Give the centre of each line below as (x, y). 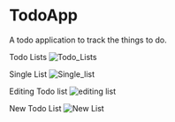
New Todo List (35, 108)
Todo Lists (28, 57)
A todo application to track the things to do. (88, 40)
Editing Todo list (38, 91)
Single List (28, 74)
